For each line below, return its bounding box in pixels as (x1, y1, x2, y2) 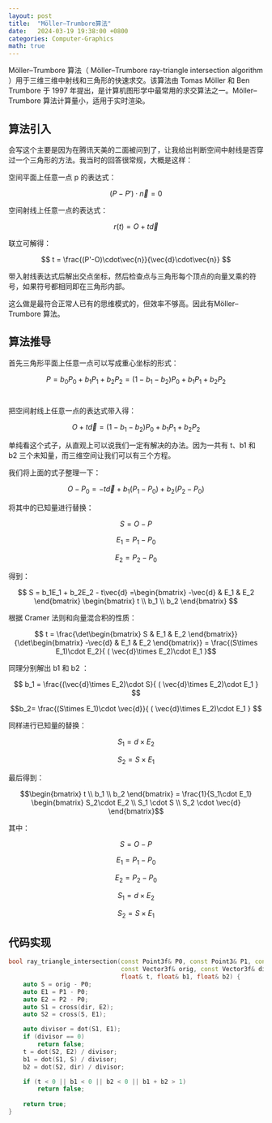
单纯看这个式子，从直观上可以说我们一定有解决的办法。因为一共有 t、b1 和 (8, 440, 257, 451)
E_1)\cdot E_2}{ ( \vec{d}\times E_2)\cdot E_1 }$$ (55, 646, 217, 656)
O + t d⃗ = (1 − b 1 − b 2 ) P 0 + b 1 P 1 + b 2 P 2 (71, 421, 201, 434)
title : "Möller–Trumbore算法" (8, 19, 112, 28)
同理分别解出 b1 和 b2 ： (8, 663, 89, 672)
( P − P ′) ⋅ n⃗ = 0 (109, 188, 163, 198)
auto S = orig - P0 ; (23, 980, 92, 988)
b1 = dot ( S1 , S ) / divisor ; (23, 1055, 117, 1064)
